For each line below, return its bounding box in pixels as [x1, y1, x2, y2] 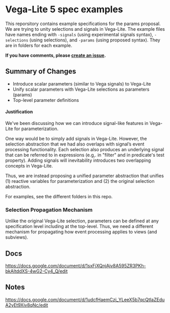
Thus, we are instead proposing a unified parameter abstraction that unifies [5, 173, 164, 179]
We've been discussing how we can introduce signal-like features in [5, 120, 149, 126]
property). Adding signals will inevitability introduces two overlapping [5, 157, 151, 163]
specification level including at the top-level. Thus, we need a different [5, 223, 154, 229]
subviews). [5, 234, 29, 240]
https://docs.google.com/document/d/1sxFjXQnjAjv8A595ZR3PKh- [5, 263, 147, 269]
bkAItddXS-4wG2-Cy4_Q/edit [5, 268, 68, 275]
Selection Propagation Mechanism [5, 206, 93, 213]
